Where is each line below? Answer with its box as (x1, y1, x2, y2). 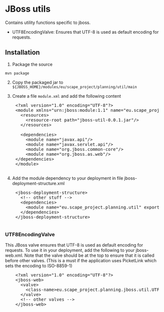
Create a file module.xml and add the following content (12, 93, 121, 99)
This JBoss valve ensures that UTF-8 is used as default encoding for (5, 242, 143, 248)
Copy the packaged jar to (12, 79, 63, 85)
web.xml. (5, 252, 23, 258)
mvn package (5, 71, 29, 76)
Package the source (12, 61, 53, 67)
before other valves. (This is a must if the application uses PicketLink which (5, 258, 157, 264)
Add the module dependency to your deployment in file (12, 175, 123, 181)
